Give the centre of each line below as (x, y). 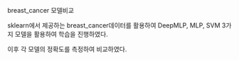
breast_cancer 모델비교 (41, 10)
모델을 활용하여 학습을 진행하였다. (61, 34)
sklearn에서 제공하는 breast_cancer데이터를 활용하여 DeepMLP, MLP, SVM (114, 25)
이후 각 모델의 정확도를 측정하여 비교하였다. (67, 49)
